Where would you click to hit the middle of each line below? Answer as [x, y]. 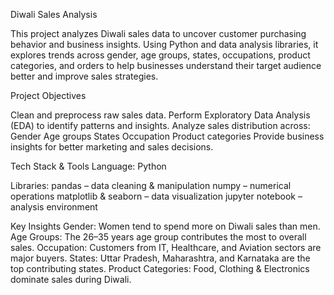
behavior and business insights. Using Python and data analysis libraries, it [164, 44]
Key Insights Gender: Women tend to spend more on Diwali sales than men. [165, 226]
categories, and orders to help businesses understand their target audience [166, 65]
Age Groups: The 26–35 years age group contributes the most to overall [158, 237]
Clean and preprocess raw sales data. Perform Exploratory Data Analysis [160, 115]
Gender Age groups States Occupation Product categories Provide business [167, 136]
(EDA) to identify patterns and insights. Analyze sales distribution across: [160, 125]
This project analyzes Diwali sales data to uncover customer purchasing [158, 33]
